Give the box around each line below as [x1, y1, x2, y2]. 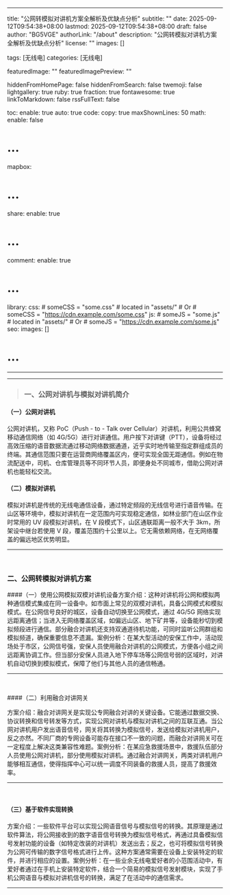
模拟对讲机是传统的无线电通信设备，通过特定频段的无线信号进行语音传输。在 [7, 501, 223, 509]
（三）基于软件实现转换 [7, 805, 73, 813]
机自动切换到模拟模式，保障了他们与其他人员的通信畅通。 [7, 659, 169, 668]
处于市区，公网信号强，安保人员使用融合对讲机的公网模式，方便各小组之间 [12, 642, 223, 650]
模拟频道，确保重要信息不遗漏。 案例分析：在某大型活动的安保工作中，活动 [7, 633, 217, 642]
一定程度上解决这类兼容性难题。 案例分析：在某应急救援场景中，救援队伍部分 [7, 743, 223, 751]
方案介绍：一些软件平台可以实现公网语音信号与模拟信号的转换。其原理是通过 [7, 822, 223, 830]
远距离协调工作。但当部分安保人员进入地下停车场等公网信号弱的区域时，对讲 [7, 650, 223, 659]
